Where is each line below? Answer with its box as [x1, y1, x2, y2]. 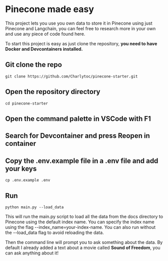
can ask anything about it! [5, 250, 59, 256]
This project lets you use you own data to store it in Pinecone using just [5, 20, 152, 26]
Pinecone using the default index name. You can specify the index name [5, 219, 154, 225]
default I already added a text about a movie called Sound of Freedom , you [5, 244, 160, 250]
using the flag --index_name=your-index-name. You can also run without [5, 224, 156, 230]
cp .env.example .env [5, 178, 51, 183]
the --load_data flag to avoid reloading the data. [5, 229, 104, 235]
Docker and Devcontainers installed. [5, 46, 83, 52]
